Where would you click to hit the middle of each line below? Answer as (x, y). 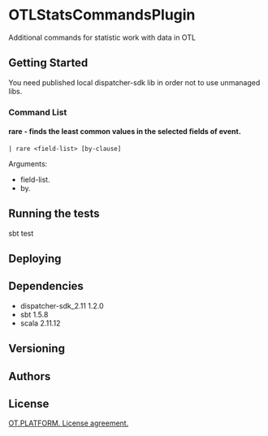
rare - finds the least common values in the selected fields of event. (125, 132)
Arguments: (28, 163)
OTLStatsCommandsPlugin (102, 15)
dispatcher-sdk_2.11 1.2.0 (62, 305)
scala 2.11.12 (40, 323)
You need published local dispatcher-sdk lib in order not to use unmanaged (134, 82)
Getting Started (48, 63)
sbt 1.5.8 (34, 314)
